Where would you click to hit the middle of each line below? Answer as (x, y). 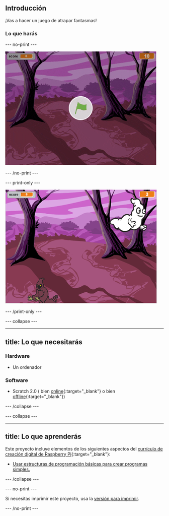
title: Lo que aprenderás (43, 437)
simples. (21, 469)
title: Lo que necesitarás (44, 342)
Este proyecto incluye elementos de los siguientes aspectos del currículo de (84, 448)
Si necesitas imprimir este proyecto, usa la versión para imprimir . (72, 498)
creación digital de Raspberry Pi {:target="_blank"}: (58, 454)
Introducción (26, 8)
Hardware (18, 356)
